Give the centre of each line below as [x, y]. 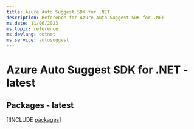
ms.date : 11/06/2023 [33, 23]
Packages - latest [40, 105]
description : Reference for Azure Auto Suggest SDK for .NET [85, 18]
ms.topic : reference [33, 29]
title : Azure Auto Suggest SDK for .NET [58, 12]
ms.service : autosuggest [38, 40]
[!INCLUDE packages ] [34, 120]
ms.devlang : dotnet [31, 35]
